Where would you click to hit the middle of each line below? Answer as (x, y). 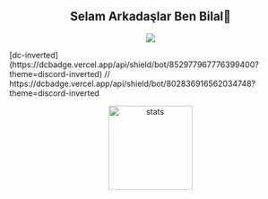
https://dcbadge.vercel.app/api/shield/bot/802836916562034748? (133, 83)
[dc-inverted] (34, 55)
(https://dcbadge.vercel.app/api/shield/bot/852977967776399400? (134, 65)
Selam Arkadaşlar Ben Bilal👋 (151, 17)
